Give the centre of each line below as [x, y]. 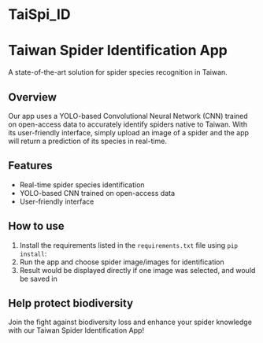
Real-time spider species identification [82, 184]
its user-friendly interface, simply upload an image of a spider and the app [129, 132]
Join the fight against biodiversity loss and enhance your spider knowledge [130, 322]
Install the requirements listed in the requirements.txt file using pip [129, 245]
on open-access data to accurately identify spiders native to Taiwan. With [128, 124]
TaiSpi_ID [39, 15]
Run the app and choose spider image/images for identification [122, 262]
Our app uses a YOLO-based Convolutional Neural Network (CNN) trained [128, 116]
